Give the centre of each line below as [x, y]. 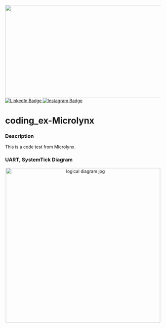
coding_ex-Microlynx [50, 121]
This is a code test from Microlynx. [40, 147]
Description [20, 136]
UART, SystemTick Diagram [39, 160]
